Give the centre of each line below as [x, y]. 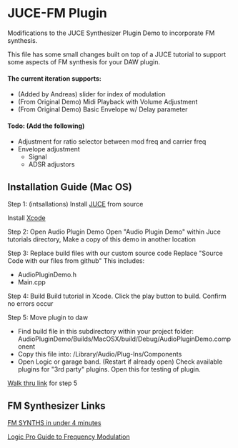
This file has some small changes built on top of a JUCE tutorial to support [117, 54]
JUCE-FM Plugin [57, 13]
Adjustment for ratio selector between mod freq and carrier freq [112, 141]
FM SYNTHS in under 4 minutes [54, 422]
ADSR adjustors [51, 164]
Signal [38, 157]
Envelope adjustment [49, 149]
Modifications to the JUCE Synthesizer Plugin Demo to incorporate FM [111, 33]
